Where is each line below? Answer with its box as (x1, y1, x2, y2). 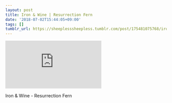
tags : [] (5, 21, 24, 27)
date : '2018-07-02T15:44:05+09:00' (5, 17, 81, 22)
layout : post (5, 7, 33, 13)
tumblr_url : (5, 27, 31, 32)
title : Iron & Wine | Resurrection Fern (5, 12, 93, 17)
